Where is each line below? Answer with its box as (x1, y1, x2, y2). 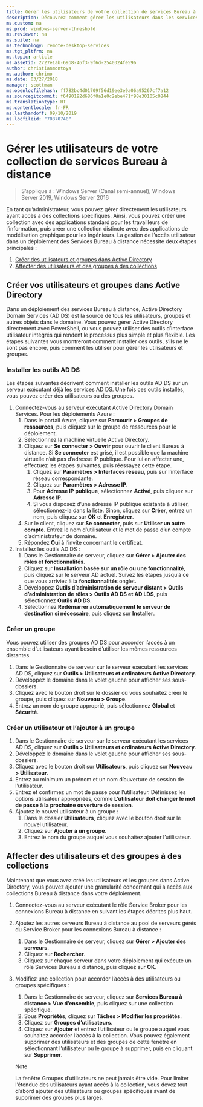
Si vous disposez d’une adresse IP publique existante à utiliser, (33, 501, 189, 508)
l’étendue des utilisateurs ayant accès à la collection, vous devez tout (14, 1081, 188, 1088)
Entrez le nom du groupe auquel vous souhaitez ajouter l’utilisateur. (24, 833, 192, 841)
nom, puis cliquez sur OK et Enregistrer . (33, 513, 134, 521)
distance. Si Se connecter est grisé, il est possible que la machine (24, 449, 189, 456)
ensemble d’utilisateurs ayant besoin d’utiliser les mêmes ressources (6, 645, 177, 652)
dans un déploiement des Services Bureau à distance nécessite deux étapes (6, 238, 197, 245)
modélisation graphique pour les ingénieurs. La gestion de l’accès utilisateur (6, 231, 196, 239)
